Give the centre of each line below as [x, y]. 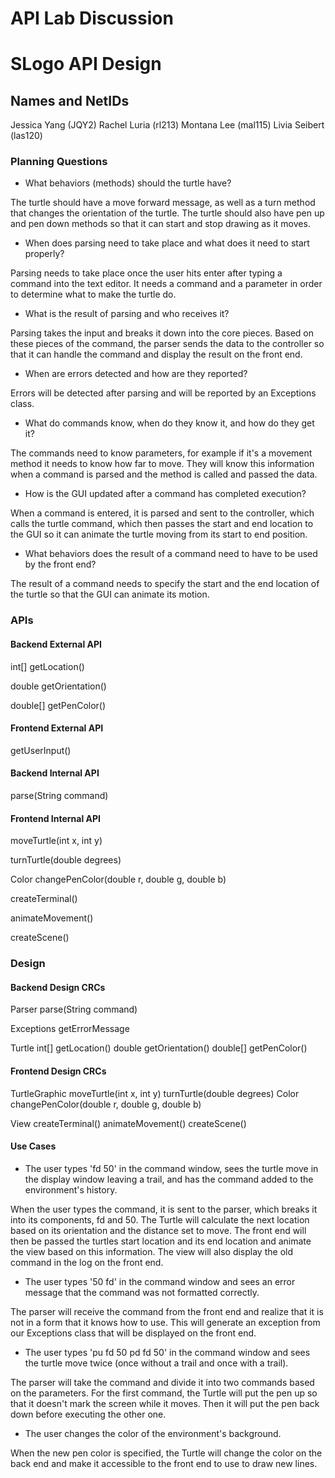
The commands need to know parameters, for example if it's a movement [161, 453]
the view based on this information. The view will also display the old [151, 1251]
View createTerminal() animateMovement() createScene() [128, 1123]
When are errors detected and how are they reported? [136, 374]
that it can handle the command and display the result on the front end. [156, 354]
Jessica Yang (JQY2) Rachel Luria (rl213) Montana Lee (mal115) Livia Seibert [167, 125]
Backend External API [56, 644]
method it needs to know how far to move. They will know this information [162, 464]
